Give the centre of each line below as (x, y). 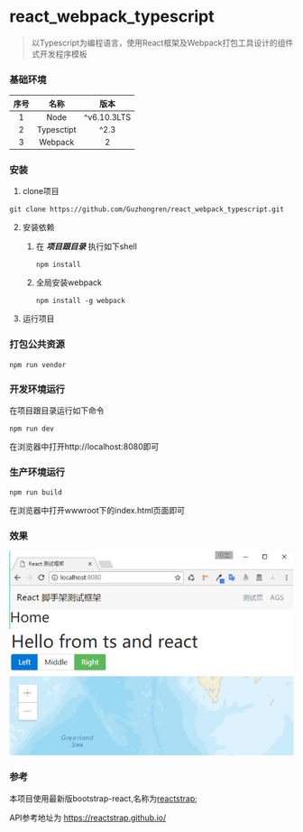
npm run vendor (38, 365)
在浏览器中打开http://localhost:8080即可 (84, 446)
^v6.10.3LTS (108, 117)
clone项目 (41, 191)
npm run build (36, 493)
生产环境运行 (37, 472)
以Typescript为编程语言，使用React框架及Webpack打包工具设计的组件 (162, 42)
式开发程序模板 (59, 54)
